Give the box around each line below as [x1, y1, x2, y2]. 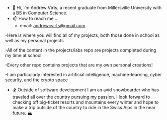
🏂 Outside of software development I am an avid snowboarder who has [12, 87, 159, 93]
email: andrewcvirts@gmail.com [19, 23, 85, 28]
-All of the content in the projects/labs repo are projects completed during [5, 47, 157, 53]
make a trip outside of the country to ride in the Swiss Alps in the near [12, 105, 156, 110]
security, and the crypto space [5, 77, 68, 83]
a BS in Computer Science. [12, 10, 68, 16]
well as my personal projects [5, 38, 64, 43]
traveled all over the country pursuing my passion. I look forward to [12, 94, 150, 100]
